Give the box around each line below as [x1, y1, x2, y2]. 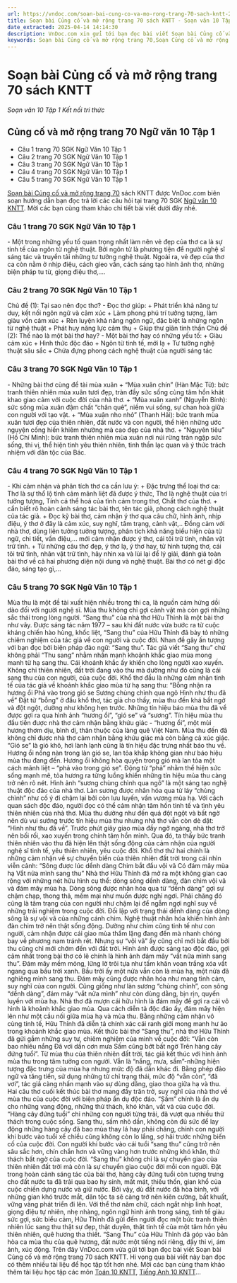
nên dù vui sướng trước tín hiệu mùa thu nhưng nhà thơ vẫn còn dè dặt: [7, 816, 214, 825]
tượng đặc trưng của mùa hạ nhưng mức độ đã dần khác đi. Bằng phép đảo [7, 1065, 226, 1073]
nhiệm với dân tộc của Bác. [7, 447, 87, 457]
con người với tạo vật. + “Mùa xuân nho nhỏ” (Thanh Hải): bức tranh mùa [7, 410, 219, 418]
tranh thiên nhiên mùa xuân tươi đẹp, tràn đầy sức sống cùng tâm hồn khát [7, 387, 224, 397]
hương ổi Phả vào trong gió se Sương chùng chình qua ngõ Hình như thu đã [7, 688, 226, 697]
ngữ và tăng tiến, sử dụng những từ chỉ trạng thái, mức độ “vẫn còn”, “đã [7, 1072, 218, 1080]
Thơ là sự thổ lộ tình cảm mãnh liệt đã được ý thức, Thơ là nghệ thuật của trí [7, 489, 228, 498]
